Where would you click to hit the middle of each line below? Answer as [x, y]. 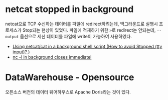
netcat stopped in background [69, 9]
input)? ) [21, 52]
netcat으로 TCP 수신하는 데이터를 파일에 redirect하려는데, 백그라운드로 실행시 [81, 24]
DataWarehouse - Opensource [70, 78]
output [12, 37]
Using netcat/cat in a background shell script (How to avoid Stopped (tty [87, 46]
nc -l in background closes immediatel [52, 57]
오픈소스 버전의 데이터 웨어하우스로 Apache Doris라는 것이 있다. [68, 92]
